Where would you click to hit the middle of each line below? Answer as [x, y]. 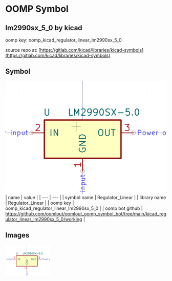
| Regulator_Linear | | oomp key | [40, 203]
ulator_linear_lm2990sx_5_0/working [44, 219]
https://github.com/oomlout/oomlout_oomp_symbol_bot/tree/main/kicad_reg [86, 213]
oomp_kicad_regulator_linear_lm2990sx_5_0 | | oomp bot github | [74, 208]
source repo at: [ [23, 50]
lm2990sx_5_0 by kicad [44, 28]
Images [17, 235]
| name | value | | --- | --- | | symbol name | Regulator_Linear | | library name [86, 197]
